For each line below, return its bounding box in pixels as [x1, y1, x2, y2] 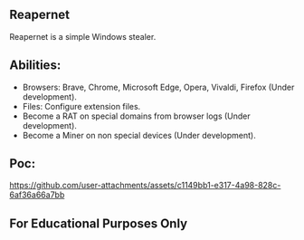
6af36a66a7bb [9, 189, 65, 200]
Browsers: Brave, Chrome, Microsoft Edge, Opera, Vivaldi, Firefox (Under [22, 82, 295, 92]
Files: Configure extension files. [22, 101, 141, 111]
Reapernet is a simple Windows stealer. [9, 31, 157, 42]
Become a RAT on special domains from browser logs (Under [22, 110, 251, 121]
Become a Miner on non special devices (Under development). [22, 130, 256, 140]
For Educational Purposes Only [9, 216, 188, 231]
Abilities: [9, 58, 62, 73]
